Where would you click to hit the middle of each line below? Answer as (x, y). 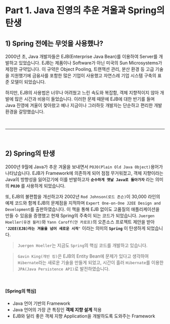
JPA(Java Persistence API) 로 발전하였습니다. (63, 269)
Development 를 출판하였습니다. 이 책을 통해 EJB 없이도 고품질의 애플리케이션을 (82, 209)
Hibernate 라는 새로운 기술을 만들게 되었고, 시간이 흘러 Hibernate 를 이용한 (91, 262)
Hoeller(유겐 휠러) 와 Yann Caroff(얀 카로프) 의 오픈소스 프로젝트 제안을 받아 (80, 222)
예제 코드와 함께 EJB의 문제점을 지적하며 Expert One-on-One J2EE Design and (83, 203)
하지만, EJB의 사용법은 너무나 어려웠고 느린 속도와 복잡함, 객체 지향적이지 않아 (82, 93)
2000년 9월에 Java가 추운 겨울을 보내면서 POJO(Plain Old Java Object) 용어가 (84, 167)
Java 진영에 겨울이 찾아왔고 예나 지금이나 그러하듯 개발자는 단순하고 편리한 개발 (84, 105)
